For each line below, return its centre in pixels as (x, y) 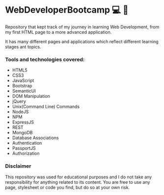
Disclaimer (18, 166)
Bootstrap (22, 86)
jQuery (19, 101)
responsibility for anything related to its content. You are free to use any (78, 182)
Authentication (27, 143)
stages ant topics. (23, 47)
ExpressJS (23, 122)
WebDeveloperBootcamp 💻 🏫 (67, 10)
